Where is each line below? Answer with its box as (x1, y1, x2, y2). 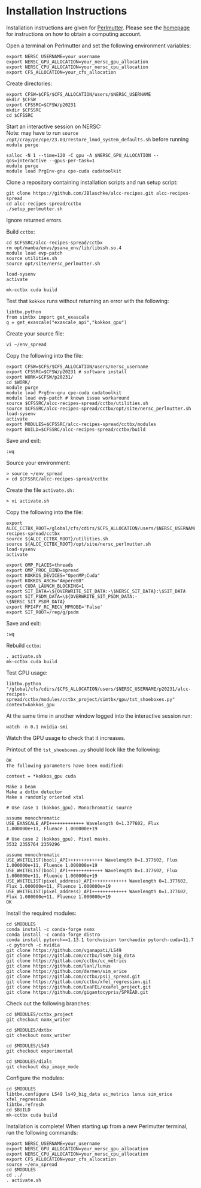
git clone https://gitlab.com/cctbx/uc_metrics (6, 957, 127, 964)
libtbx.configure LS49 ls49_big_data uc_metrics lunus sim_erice (6, 1091, 172, 1097)
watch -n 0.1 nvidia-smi (6, 724, 68, 730)
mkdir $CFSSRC (6, 107, 42, 113)
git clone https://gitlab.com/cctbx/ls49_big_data (6, 953, 135, 959)
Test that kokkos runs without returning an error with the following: (6, 297, 169, 304)
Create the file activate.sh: (6, 486, 75, 494)
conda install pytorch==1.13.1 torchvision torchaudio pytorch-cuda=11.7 (6, 936, 194, 943)
